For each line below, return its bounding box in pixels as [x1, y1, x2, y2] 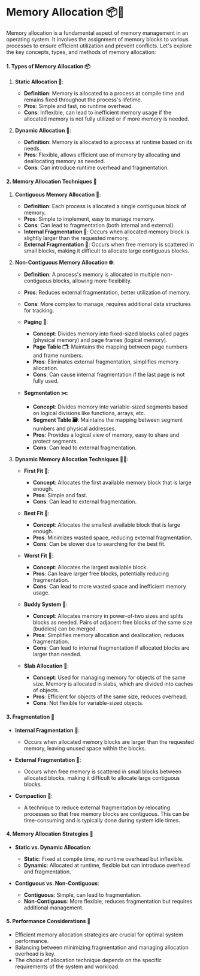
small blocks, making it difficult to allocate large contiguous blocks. [23, 247, 190, 254]
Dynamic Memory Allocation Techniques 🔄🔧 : [14, 456, 129, 463]
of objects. [32, 687, 60, 694]
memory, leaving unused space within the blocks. [23, 744, 147, 752]
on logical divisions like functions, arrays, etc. [32, 410, 146, 417]
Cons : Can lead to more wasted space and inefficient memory [32, 583, 187, 590]
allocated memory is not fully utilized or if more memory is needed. [23, 115, 190, 122]
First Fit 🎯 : [23, 467, 50, 475]
